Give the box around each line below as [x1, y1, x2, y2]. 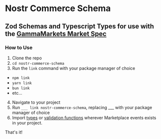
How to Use [5, 44, 33, 51]
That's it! [5, 129, 23, 135]
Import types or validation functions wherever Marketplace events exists [12, 114, 156, 121]
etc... [12, 90, 23, 96]
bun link [12, 85, 30, 91]
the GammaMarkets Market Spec [5, 29, 107, 38]
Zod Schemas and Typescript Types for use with [5, 22, 154, 30]
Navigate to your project [12, 99, 60, 105]
